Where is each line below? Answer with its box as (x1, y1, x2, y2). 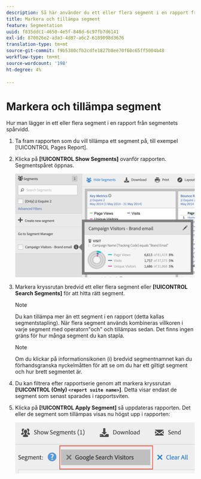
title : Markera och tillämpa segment (6, 16, 100, 22)
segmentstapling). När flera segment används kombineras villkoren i (14, 319, 184, 327)
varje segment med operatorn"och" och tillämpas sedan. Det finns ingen (14, 326, 194, 333)
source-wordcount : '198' (6, 60, 68, 66)
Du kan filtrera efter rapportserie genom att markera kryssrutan (14, 380, 171, 387)
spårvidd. (6, 126, 30, 133)
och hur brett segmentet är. (14, 368, 83, 375)
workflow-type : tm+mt (6, 54, 60, 60)
